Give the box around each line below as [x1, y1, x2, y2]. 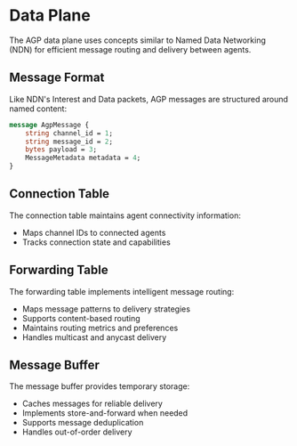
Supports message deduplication [21, 418, 144, 428]
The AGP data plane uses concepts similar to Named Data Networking [9, 35, 267, 45]
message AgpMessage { [9, 120, 90, 129]
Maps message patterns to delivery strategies [21, 304, 191, 314]
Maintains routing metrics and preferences [21, 322, 179, 333]
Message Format [9, 70, 105, 85]
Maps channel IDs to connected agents [21, 227, 166, 238]
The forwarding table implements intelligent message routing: [9, 286, 235, 296]
